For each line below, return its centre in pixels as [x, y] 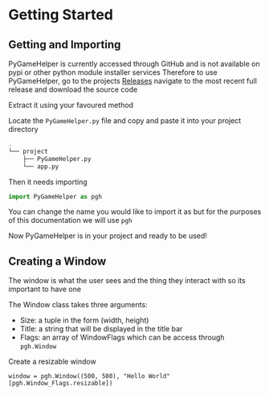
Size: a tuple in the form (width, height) [84, 320]
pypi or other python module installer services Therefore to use [113, 72]
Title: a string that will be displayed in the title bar [101, 329]
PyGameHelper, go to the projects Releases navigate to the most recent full [132, 81]
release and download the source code [73, 89]
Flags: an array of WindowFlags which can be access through [122, 337]
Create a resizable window [52, 362]
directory [23, 129]
